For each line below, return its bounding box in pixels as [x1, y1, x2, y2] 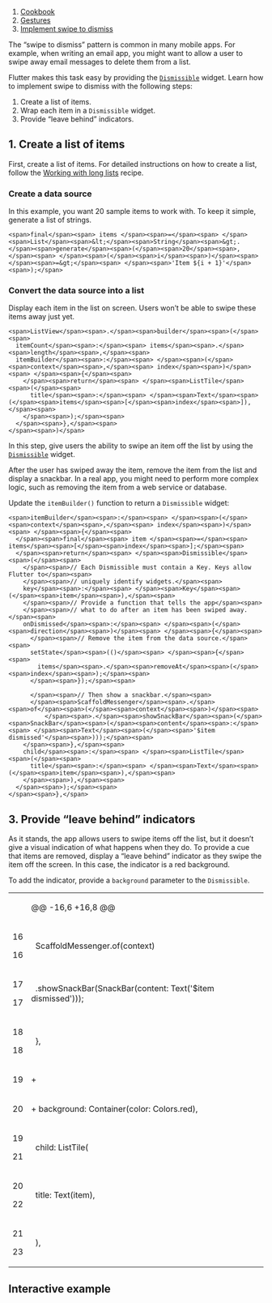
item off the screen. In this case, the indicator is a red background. [8, 860, 231, 869]
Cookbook [19, 7, 55, 16]
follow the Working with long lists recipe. [8, 168, 144, 177]
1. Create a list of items [8, 138, 125, 152]
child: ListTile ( [35, 1142, 89, 1153]
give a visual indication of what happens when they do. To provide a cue [8, 843, 250, 852]
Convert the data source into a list [8, 285, 144, 297]
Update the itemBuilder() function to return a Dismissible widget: [8, 498, 230, 508]
